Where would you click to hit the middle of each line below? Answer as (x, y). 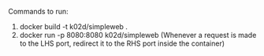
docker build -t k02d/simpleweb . (74, 26)
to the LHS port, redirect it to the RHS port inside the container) (122, 43)
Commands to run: (38, 11)
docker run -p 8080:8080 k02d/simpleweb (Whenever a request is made (138, 35)
